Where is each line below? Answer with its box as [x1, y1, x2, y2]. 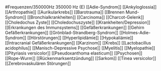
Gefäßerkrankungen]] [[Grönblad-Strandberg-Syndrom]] [5, 30, 119, 35]
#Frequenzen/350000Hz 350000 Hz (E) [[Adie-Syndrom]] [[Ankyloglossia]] [5, 4, 157, 10]
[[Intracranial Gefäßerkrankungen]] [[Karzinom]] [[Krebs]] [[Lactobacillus [5, 40, 151, 45]
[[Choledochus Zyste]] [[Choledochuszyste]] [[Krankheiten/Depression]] [5, 19, 150, 25]
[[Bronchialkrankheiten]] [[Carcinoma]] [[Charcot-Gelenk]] [27, 14, 144, 20]
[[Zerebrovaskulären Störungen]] [5, 60, 71, 66]
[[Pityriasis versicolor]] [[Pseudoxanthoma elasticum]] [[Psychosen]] [5, 50, 143, 56]
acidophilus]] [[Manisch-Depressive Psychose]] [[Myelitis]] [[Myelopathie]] [5, 45, 155, 51]
